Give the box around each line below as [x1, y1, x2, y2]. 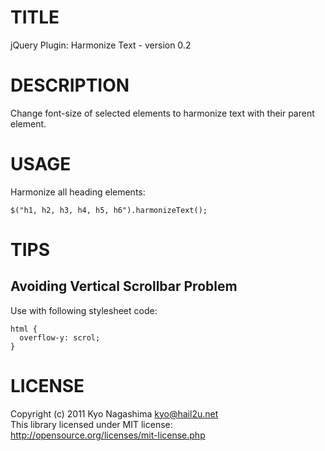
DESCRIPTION [10, 74, 130, 97]
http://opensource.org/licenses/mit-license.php [10, 429, 206, 441]
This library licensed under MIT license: [10, 418, 173, 430]
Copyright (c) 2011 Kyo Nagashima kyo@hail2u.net [10, 407, 219, 420]
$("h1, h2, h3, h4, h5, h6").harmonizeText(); [10, 205, 208, 215]
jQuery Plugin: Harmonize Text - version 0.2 [10, 39, 192, 51]
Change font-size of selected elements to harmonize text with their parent [10, 107, 315, 119]
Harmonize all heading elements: [10, 186, 146, 198]
